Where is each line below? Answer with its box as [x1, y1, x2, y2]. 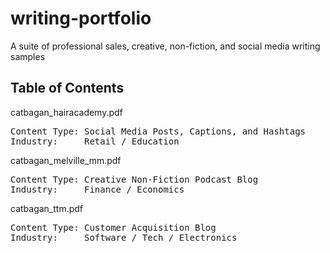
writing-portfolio [10, 7, 152, 30]
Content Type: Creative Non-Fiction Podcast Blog [10, 173, 259, 185]
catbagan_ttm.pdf [10, 202, 84, 214]
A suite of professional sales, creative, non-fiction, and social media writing [10, 40, 321, 52]
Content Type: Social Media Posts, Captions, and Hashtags [10, 125, 307, 137]
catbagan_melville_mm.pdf [10, 154, 122, 166]
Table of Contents [10, 80, 125, 97]
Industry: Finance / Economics [10, 183, 185, 195]
